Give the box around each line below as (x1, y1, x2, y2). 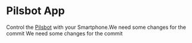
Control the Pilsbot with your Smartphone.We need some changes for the (6, 24, 187, 31)
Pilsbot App (6, 4, 65, 18)
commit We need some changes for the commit (6, 29, 123, 37)
